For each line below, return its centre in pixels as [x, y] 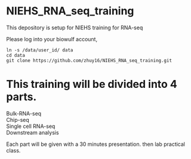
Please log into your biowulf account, [52, 39]
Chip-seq [18, 120]
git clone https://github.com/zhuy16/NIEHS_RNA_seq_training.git [89, 60]
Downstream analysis [33, 132]
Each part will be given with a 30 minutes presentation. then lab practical [96, 144]
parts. [21, 97]
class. [13, 150]
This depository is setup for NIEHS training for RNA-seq [75, 27]
